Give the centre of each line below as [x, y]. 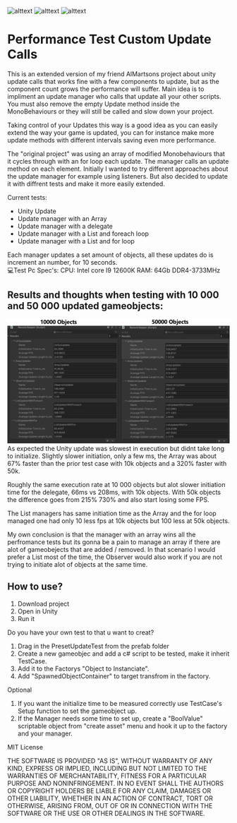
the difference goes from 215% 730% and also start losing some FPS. [108, 499]
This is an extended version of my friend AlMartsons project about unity [112, 73]
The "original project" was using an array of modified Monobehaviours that [116, 154]
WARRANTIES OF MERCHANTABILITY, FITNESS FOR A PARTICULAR [107, 776]
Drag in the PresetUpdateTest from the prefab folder [93, 646]
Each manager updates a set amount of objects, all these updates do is [110, 255]
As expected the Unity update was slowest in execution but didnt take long [116, 448]
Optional [20, 690]
